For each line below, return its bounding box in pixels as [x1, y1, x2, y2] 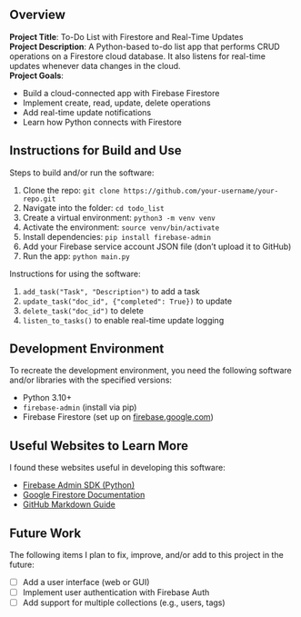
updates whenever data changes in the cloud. [9, 60, 181, 71]
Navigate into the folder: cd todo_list [22, 202, 166, 213]
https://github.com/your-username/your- [123, 186, 279, 195]
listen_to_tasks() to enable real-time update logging [22, 314, 225, 325]
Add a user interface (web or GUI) [22, 577, 150, 588]
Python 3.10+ [22, 393, 73, 403]
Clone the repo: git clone [22, 184, 120, 195]
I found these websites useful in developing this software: [9, 463, 226, 473]
